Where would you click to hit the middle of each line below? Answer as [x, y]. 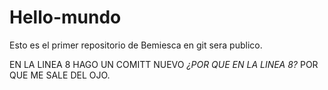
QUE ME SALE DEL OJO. [60, 75]
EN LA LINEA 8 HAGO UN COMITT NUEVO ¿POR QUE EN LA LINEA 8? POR [164, 64]
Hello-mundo [65, 17]
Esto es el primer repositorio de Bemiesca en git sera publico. [136, 45]
